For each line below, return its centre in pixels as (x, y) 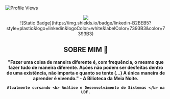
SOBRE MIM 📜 (86, 50)
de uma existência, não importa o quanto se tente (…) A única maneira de (86, 73)
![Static (28, 23)
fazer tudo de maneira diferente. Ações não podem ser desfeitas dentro (86, 67)
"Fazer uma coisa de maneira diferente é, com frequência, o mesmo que (86, 62)
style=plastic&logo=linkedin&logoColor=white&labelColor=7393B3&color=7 (86, 28)
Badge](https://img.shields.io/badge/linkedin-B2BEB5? (94, 23)
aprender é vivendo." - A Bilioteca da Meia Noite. (86, 78)
